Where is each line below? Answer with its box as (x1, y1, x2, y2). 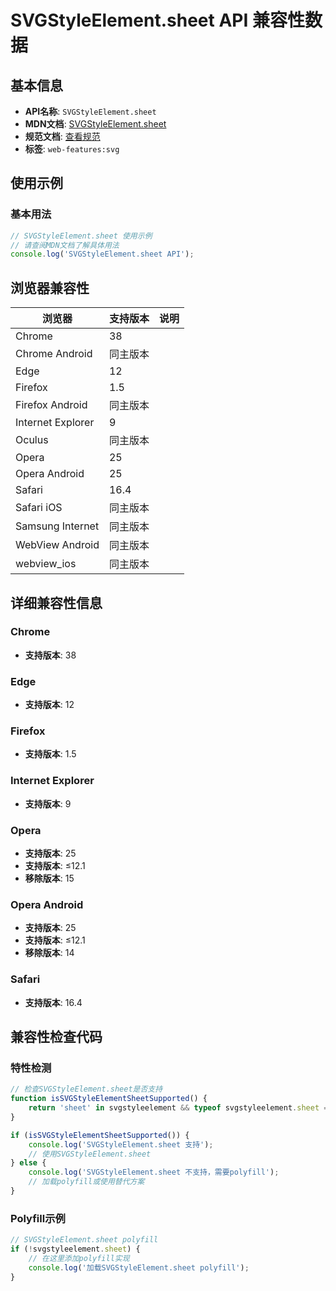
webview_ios (15, 557, 77, 571)
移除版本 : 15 (24, 872, 75, 884)
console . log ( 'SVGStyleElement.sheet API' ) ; (10, 249, 195, 260)
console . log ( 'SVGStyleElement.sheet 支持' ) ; (28, 1139, 214, 1150)
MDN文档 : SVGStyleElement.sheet (24, 118, 167, 130)
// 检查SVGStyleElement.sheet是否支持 (10, 1084, 163, 1095)
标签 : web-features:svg (24, 143, 120, 155)
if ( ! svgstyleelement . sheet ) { (10, 1244, 141, 1255)
